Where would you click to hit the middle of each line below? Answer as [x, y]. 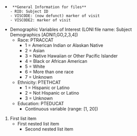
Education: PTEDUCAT [40, 103]
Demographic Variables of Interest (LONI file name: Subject [71, 29]
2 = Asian [35, 51]
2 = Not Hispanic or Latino [52, 93]
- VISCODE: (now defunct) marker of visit [55, 16]
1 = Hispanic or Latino [47, 88]
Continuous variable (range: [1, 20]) [61, 109]
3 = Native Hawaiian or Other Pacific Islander [71, 56]
